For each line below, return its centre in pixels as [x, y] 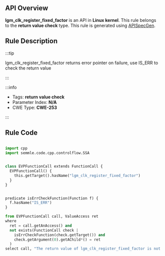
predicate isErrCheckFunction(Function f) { [52, 198]
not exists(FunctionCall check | [44, 230]
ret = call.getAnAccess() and [41, 226]
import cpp [16, 149]
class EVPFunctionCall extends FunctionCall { [54, 167]
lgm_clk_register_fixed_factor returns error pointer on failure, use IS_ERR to [82, 63]
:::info [11, 87]
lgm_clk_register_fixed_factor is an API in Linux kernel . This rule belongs [81, 20]
